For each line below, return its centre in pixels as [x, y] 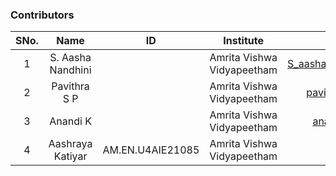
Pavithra [70, 86]
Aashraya [70, 144]
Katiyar [70, 156]
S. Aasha [70, 58]
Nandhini [70, 70]
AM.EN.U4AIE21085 [151, 150]
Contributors [42, 15]
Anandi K [70, 121]
